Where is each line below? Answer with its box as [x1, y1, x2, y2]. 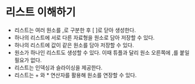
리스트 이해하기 [5, 5, 76, 19]
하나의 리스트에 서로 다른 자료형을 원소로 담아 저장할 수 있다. [14, 34, 155, 41]
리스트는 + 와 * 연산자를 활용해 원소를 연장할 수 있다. [14, 71, 137, 79]
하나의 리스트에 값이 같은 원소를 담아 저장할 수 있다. [14, 41, 134, 49]
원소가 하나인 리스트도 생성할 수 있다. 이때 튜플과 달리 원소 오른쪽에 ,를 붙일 [14, 49, 190, 56]
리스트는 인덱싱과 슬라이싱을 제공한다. [14, 64, 103, 71]
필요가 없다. [14, 56, 42, 64]
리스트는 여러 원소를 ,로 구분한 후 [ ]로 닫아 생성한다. [14, 26, 136, 34]
